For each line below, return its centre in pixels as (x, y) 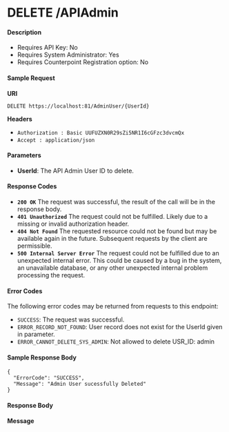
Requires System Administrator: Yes (68, 55)
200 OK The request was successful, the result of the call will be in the (116, 202)
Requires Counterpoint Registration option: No (83, 62)
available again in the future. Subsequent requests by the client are (112, 238)
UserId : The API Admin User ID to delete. (76, 170)
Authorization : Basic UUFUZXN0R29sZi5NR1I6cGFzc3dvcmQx (101, 132)
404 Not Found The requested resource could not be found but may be (117, 231)
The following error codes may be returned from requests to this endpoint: (113, 306)
